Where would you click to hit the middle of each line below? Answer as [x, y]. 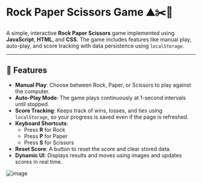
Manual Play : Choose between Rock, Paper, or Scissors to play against [103, 85]
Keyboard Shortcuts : [41, 123]
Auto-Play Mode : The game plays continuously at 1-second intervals [100, 98]
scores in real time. [38, 161]
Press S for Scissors [49, 142]
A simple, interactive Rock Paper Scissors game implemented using [90, 33]
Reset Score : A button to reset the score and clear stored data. [93, 149]
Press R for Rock [44, 129]
